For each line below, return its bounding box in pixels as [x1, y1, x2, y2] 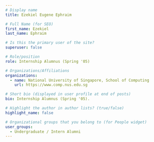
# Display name [5, 7, 38, 13]
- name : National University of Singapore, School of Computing [10, 78, 149, 83]
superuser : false [5, 45, 42, 50]
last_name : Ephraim [5, 31, 47, 36]
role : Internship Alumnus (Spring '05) [5, 59, 90, 64]
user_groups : [5, 124, 33, 129]
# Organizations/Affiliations [5, 68, 70, 73]
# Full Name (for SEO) [5, 21, 54, 27]
